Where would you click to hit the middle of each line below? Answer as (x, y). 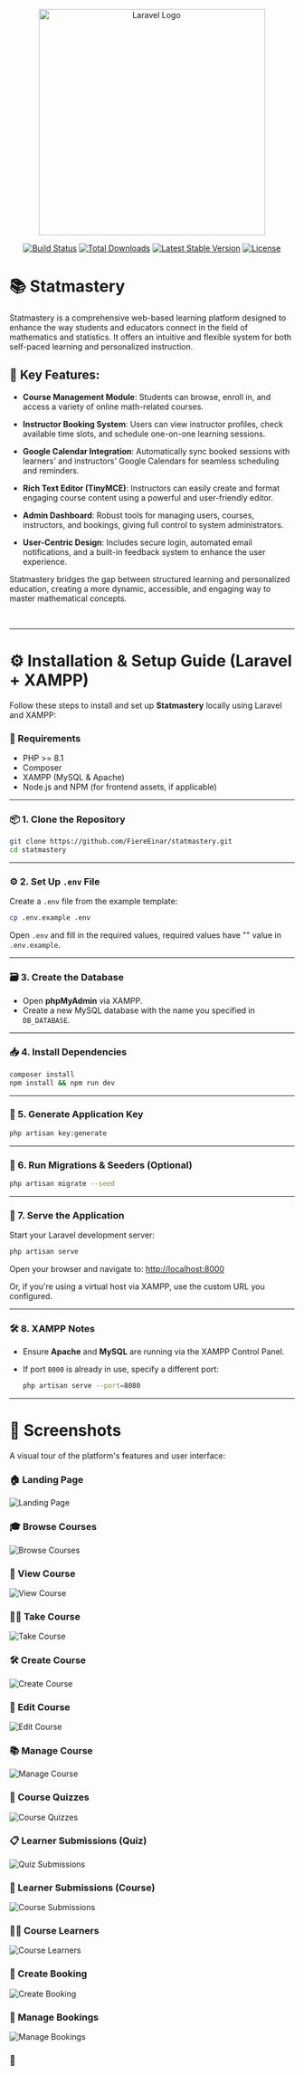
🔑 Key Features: (55, 375)
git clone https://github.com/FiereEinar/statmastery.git (121, 842)
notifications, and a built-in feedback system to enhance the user (144, 551)
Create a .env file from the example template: (94, 902)
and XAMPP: (33, 714)
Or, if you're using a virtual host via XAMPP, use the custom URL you (137, 1286)
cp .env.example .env (50, 918)
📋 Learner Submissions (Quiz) (78, 1841)
